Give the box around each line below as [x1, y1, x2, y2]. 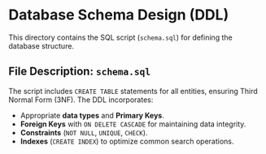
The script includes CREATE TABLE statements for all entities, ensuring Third [8, 86, 258, 96]
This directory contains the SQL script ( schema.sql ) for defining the [8, 32, 233, 42]
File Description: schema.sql [8, 65, 151, 79]
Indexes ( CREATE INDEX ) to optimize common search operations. [20, 136, 234, 146]
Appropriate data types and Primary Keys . [20, 110, 164, 120]
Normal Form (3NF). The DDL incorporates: [8, 95, 154, 105]
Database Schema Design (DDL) [8, 6, 229, 24]
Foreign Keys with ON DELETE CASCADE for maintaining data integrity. [20, 119, 246, 129]
